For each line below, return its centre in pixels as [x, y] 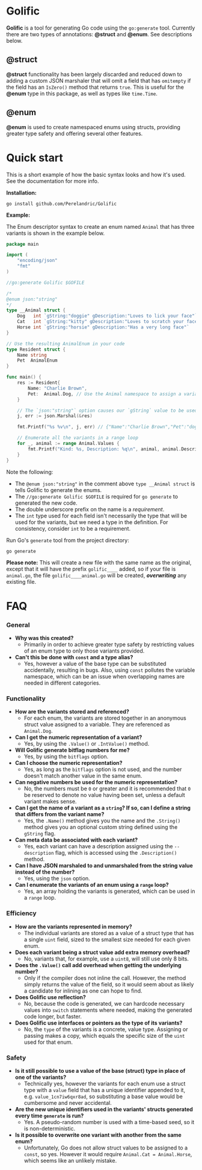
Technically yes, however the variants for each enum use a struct [105, 1083]
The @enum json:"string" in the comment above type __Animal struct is [105, 484]
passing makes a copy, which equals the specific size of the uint [104, 1035]
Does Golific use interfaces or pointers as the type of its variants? [99, 1023]
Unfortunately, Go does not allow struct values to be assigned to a [106, 1148]
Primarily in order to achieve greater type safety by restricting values [109, 644]
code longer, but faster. [53, 1016]
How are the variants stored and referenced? [72, 712]
